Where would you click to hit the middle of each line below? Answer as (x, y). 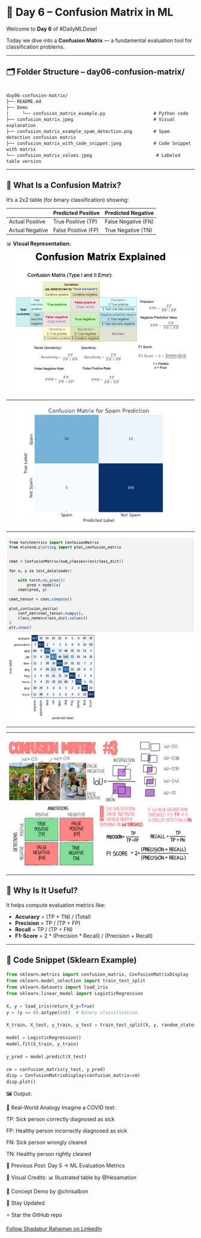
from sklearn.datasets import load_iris (57, 987)
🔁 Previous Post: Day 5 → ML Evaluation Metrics (66, 1166)
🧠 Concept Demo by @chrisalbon (47, 1191)
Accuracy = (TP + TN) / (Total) (53, 917)
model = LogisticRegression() (44, 1038)
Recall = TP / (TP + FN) (44, 929)
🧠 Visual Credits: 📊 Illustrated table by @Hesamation (71, 1178)
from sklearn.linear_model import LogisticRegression (75, 994)
